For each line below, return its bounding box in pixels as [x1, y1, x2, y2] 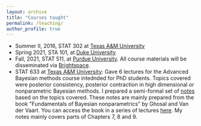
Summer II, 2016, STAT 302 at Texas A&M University [14, 42, 145, 50]
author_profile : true [6, 25, 61, 32]
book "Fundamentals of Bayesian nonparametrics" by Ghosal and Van [14, 101, 189, 108]
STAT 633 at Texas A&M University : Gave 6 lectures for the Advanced [14, 68, 189, 76]
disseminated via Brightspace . [14, 62, 91, 69]
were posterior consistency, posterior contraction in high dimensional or [14, 81, 194, 88]
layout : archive [6, 8, 47, 15]
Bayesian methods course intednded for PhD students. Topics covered [14, 75, 191, 82]
